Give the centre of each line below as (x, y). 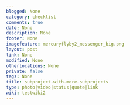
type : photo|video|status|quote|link (52, 87)
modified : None (25, 60)
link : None (19, 55)
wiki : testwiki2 (26, 93)
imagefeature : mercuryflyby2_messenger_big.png (65, 44)
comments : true (25, 22)
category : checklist (31, 17)
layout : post (22, 50)
